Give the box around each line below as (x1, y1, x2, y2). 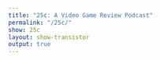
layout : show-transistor (8, 33, 90, 41)
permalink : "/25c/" (8, 19, 73, 26)
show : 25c (8, 26, 41, 34)
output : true (8, 41, 51, 48)
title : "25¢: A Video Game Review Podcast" (8, 11, 154, 19)
